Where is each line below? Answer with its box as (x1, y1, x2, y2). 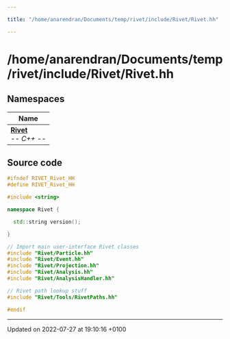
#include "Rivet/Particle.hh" (7, 249, 94, 257)
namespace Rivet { (7, 206, 60, 213)
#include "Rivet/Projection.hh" (7, 262, 99, 269)
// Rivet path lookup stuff (7, 287, 88, 294)
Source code (7, 157, 63, 168)
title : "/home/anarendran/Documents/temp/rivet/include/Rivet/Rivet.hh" (7, 16, 219, 23)
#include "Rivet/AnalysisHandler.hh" (7, 275, 115, 282)
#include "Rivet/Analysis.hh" (7, 268, 94, 276)
